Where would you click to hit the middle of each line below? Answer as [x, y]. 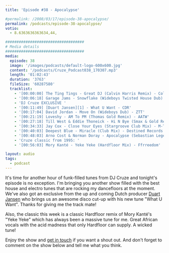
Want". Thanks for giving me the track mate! [51, 204]
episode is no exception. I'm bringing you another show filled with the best [82, 183]
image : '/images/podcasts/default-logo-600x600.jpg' [66, 65]
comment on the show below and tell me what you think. [64, 245]
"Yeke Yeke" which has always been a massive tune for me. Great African [81, 219]
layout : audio [20, 154]
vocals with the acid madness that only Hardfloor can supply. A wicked [79, 225]
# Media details [22, 47]
